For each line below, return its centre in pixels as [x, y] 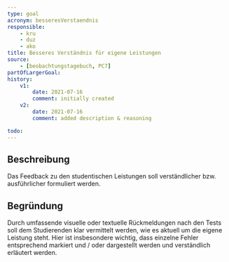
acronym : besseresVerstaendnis [53, 20]
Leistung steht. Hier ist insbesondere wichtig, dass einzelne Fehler [103, 238]
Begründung [35, 205]
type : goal [23, 14]
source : [19, 60]
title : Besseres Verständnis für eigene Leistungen [84, 53]
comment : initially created [73, 99]
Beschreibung [39, 159]
